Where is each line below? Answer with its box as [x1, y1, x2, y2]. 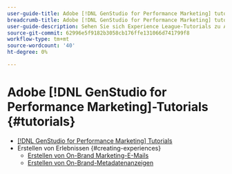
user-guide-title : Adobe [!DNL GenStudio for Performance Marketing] [7, 10, 212, 17]
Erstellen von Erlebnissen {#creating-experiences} [17, 144, 161, 152]
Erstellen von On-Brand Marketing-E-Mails [27, 151, 149, 159]
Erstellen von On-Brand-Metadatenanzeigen [27, 158, 154, 166]
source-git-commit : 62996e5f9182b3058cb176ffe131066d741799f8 [7, 29, 190, 37]
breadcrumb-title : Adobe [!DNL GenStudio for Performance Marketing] [7, 17, 212, 23]
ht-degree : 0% [7, 49, 48, 56]
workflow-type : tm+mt [7, 36, 70, 43]
